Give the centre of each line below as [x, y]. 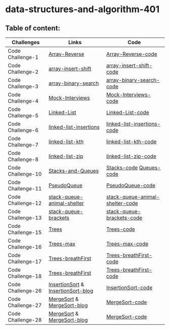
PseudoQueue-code [131, 185]
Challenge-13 [25, 218]
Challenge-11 [25, 189]
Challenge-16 [25, 247]
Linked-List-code [127, 112]
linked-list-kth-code [131, 142]
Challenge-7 [23, 145]
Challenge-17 [25, 261]
